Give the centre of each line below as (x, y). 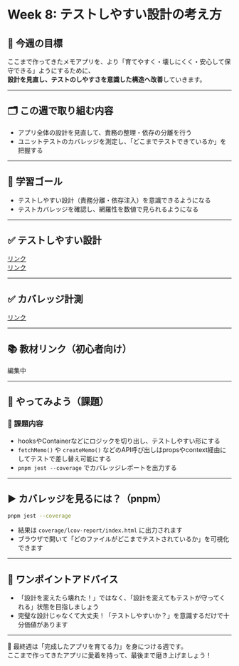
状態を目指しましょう (68, 607)
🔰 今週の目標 (35, 43)
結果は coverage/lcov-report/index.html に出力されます (100, 530)
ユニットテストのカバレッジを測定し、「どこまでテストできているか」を (122, 141)
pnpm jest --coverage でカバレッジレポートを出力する (97, 467)
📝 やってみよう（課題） (58, 402)
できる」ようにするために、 (54, 71)
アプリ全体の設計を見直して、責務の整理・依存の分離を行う (105, 132)
